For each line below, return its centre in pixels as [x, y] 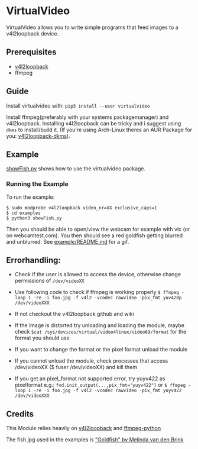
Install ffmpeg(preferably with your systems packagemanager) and [87, 117]
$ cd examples [24, 213]
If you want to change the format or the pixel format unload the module [101, 350]
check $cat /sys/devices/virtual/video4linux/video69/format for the [100, 332]
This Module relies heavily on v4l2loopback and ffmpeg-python [84, 428]
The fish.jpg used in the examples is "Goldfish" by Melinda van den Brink [95, 440]
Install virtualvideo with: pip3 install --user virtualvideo [78, 105]
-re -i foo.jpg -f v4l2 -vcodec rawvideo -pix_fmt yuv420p [108, 298]
